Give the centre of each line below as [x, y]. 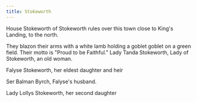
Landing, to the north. [32, 34]
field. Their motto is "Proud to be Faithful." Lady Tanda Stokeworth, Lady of [97, 52]
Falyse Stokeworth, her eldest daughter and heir [65, 70]
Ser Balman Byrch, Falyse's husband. [51, 81]
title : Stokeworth [29, 11]
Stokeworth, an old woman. [39, 58]
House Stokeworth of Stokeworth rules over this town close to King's [90, 28]
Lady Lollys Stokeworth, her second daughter [61, 93]
